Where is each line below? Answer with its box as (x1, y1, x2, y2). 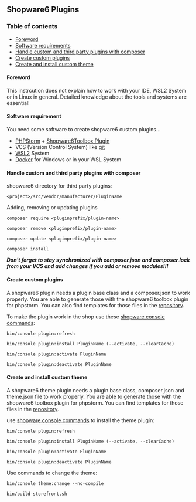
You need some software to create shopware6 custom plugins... (6, 126, 161, 133)
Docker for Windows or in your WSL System (15, 156, 122, 163)
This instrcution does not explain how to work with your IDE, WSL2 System (6, 87, 187, 94)
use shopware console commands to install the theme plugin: (6, 416, 154, 424)
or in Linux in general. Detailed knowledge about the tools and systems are (6, 93, 187, 100)
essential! (6, 99, 30, 106)
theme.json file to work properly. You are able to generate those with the (6, 393, 181, 400)
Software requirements (15, 42, 71, 49)
